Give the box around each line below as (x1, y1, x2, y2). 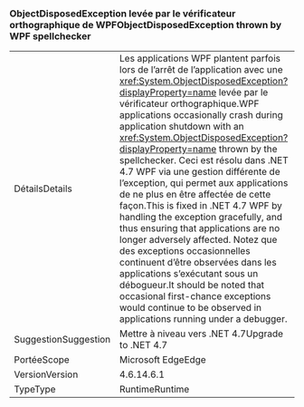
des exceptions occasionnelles (119, 245, 251, 257)
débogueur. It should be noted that (119, 279, 265, 292)
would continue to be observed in (119, 302, 262, 315)
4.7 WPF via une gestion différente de (119, 166, 280, 179)
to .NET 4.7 (119, 339, 168, 352)
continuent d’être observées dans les (119, 257, 278, 269)
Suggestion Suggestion (14, 334, 111, 346)
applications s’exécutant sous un (119, 267, 259, 280)
